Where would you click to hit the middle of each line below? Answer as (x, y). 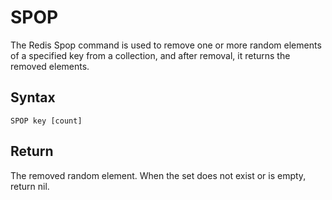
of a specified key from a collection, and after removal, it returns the (150, 55)
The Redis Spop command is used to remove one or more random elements (166, 45)
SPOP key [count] (46, 121)
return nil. (30, 186)
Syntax (33, 97)
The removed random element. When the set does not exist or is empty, (158, 175)
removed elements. (50, 66)
